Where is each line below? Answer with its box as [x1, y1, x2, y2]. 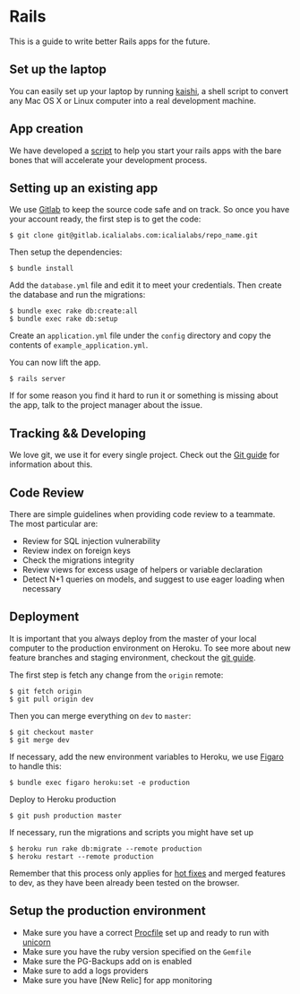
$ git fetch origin [9, 687, 82, 696]
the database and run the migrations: [9, 290, 146, 300]
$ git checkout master [9, 728, 94, 737]
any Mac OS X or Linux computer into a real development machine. [9, 95, 257, 106]
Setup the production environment [9, 903, 206, 919]
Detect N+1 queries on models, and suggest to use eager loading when [21, 574, 285, 584]
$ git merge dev [9, 735, 70, 745]
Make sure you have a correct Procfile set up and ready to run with [21, 927, 270, 938]
